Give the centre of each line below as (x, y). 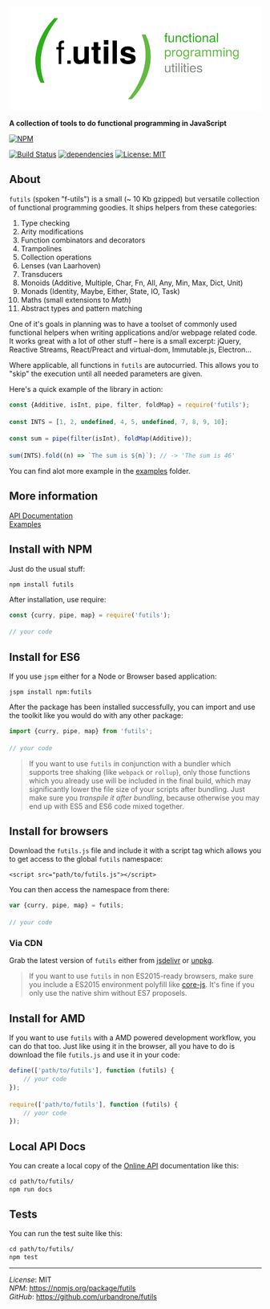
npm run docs (31, 1190)
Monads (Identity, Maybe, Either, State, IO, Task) (100, 291)
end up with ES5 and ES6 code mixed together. (107, 806)
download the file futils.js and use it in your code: (95, 1055)
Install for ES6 (45, 657)
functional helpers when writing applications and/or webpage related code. (133, 332)
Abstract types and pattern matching (81, 308)
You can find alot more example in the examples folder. (100, 471)
